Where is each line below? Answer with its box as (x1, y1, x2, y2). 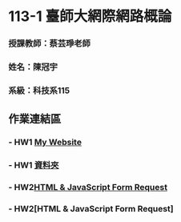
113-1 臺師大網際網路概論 (8, 7, 172, 26)
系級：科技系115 (8, 85, 70, 96)
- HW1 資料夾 (8, 159, 59, 171)
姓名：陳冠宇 (8, 62, 58, 73)
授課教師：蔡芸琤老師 (8, 38, 90, 49)
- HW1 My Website (8, 137, 82, 148)
